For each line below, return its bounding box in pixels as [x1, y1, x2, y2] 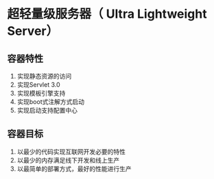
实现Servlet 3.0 [16, 81, 60, 89]
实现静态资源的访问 [16, 72, 72, 80]
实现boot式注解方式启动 [16, 98, 84, 106]
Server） [7, 23, 59, 39]
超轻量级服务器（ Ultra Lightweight [7, 6, 207, 22]
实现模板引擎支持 [16, 89, 66, 97]
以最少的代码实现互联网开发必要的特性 [16, 148, 126, 156]
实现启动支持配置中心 [16, 107, 78, 114]
